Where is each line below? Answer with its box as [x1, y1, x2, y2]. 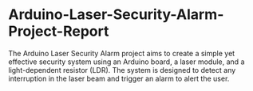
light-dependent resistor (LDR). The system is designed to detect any [8, 65, 236, 74]
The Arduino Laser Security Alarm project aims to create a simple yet [8, 48, 235, 58]
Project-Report [8, 22, 109, 40]
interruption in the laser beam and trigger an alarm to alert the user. [8, 74, 230, 83]
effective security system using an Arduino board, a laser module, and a [8, 57, 245, 66]
